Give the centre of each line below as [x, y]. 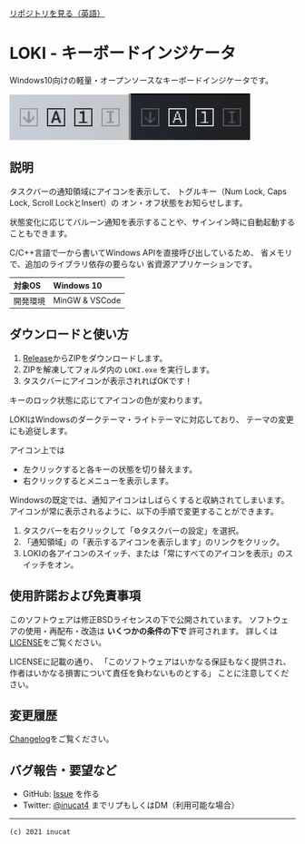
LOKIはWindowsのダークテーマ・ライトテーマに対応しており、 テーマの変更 [152, 419]
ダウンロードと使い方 [69, 334]
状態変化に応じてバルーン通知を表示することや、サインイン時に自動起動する [152, 221]
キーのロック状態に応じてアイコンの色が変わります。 [108, 400]
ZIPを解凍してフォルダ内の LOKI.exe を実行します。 [118, 369]
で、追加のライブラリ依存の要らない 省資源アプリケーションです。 [133, 264]
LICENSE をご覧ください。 [58, 642]
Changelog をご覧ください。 [62, 739]
